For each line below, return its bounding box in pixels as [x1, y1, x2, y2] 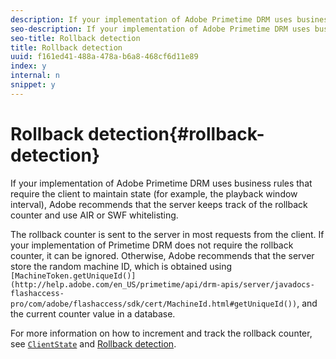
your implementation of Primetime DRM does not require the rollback [10, 239, 294, 251]
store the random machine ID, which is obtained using [10, 260, 233, 272]
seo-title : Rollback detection [10, 33, 141, 43]
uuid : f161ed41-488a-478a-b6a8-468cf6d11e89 [10, 52, 199, 62]
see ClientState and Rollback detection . [10, 337, 177, 350]
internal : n [10, 71, 60, 81]
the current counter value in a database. [10, 307, 176, 320]
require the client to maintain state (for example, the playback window [10, 187, 298, 200]
